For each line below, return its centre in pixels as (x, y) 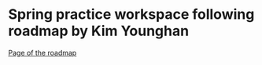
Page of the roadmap (42, 52)
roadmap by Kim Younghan (99, 31)
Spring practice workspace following (131, 14)
